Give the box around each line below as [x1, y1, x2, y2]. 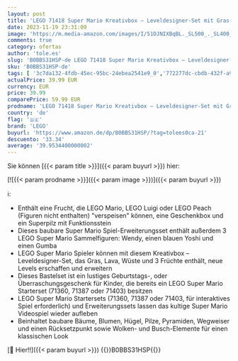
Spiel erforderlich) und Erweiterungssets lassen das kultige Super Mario [17, 302, 228, 311]
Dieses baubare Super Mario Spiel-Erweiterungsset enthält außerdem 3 [17, 226, 227, 235]
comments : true [7, 37, 52, 44]
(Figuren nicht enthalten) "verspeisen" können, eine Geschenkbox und [17, 211, 224, 220]
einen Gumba [17, 242, 57, 250]
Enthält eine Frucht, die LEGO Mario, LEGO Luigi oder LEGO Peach [17, 204, 212, 213]
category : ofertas [7, 43, 62, 50]
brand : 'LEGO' [7, 122, 50, 130]
